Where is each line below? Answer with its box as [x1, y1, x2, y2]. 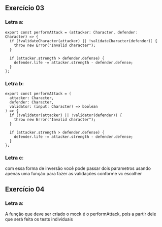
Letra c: [5, 154, 24, 161]
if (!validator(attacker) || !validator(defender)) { [9, 113, 122, 118]
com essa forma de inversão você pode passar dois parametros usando [5, 165, 151, 171]
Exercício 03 [5, 4, 44, 12]
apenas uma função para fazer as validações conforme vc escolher [5, 171, 142, 177]
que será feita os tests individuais [5, 216, 73, 222]
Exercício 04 [5, 185, 45, 194]
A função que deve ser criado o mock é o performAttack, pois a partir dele [5, 211, 157, 217]
